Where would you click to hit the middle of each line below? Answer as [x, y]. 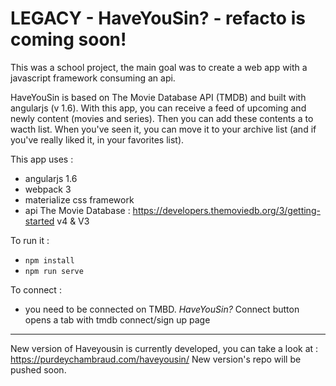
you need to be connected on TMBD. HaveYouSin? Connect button [162, 309]
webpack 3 [48, 189]
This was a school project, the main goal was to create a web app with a [159, 67]
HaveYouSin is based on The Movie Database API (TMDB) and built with [158, 97]
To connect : [36, 289]
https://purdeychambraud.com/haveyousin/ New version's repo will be [156, 359]
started [39, 221]
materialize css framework [79, 199]
